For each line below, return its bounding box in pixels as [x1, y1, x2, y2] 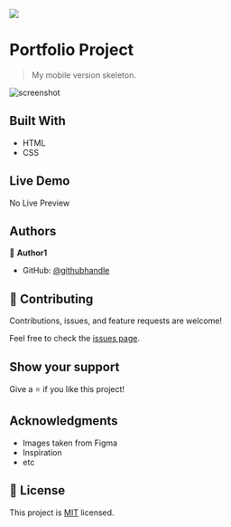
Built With [9, 113, 66, 129]
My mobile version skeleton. [31, 69, 137, 81]
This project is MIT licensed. [9, 507, 115, 518]
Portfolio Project [9, 40, 134, 61]
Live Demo [9, 173, 70, 189]
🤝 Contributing [9, 291, 94, 307]
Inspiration [22, 446, 62, 457]
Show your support [9, 359, 120, 375]
